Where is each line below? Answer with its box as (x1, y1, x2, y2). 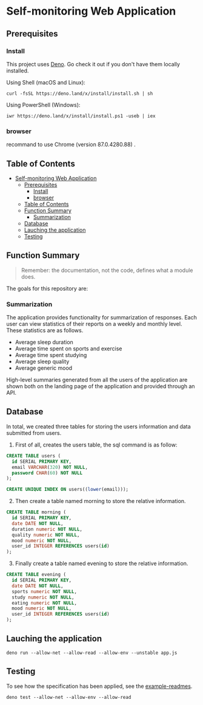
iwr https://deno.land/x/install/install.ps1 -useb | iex (6, 113, 156, 119)
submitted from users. (6, 429, 62, 436)
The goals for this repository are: (6, 285, 88, 292)
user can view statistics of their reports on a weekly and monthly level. (6, 321, 182, 328)
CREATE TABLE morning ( (6, 509, 67, 515)
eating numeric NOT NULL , (12, 600, 78, 606)
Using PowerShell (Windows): (6, 101, 81, 108)
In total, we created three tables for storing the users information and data (6, 423, 191, 430)
